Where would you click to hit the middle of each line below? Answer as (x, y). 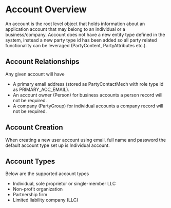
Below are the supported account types (47, 174)
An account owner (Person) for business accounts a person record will (88, 95)
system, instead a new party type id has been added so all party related (81, 40)
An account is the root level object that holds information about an (75, 24)
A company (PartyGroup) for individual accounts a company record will (88, 106)
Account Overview (46, 10)
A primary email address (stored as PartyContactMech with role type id (88, 84)
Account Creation (34, 128)
